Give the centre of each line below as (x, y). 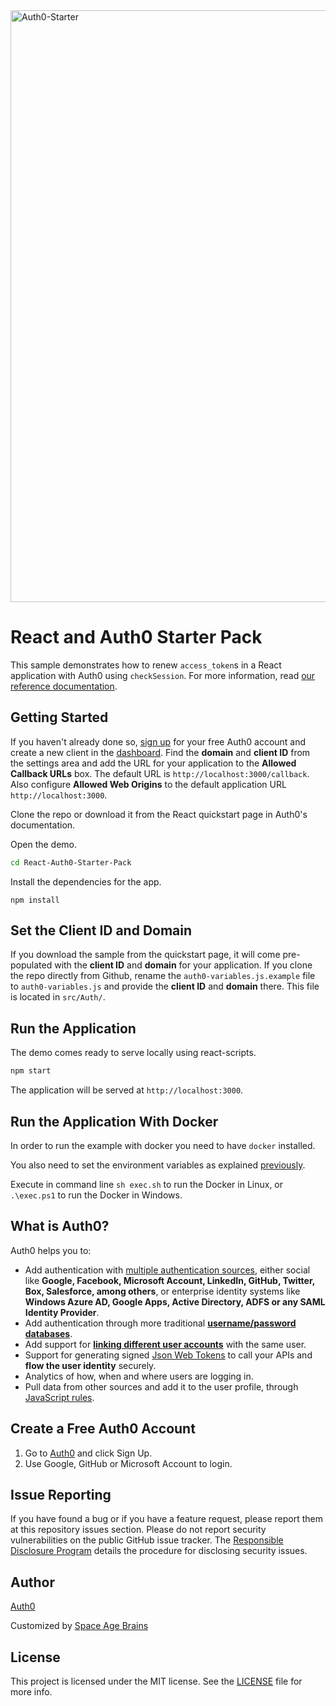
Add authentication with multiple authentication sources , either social (167, 1270)
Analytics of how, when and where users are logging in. (139, 1376)
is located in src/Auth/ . (58, 997)
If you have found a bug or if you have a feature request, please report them (167, 1519)
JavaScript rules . (59, 1397)
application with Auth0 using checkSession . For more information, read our (163, 675)
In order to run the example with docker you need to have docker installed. (163, 1145)
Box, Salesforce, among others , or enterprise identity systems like (162, 1291)
